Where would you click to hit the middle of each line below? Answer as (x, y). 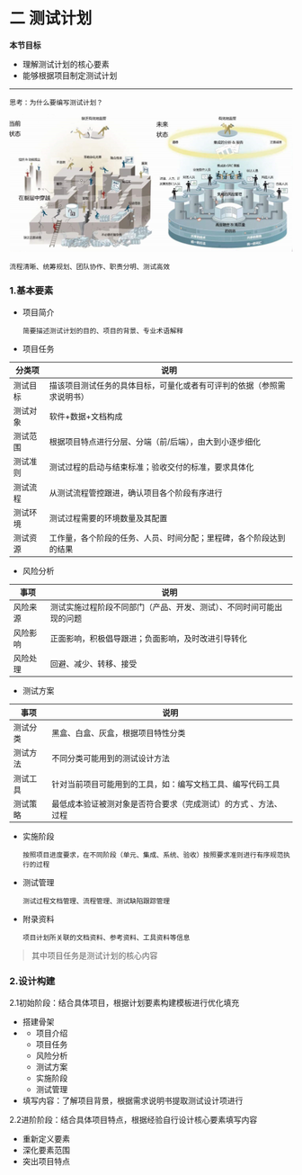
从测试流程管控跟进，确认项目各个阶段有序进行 (136, 492)
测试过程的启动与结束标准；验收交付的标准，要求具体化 (151, 467)
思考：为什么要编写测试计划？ (56, 103)
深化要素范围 (46, 1150)
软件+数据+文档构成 (86, 416)
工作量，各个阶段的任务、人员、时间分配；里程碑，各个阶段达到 (167, 538)
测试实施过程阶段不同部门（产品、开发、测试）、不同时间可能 (162, 607)
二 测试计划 (51, 18)
